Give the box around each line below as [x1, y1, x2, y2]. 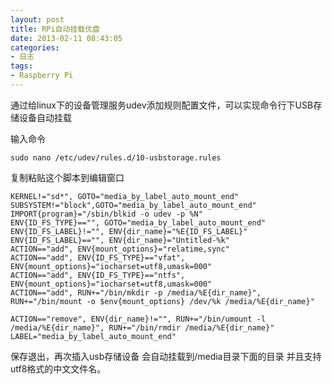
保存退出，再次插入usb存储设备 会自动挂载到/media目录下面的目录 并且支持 [10, 350, 322, 362]
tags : [10, 61, 33, 71]
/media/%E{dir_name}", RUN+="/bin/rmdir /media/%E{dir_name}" [10, 322, 275, 333]
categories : [10, 42, 60, 53]
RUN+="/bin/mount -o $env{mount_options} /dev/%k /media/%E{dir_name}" [10, 296, 315, 306]
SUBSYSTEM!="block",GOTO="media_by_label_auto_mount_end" [10, 200, 257, 210]
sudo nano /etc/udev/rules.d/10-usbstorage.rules [10, 152, 222, 163]
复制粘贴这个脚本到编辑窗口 [10, 171, 125, 183]
